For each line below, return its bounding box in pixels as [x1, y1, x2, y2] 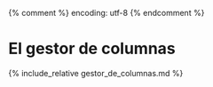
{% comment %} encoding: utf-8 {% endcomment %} [8, 8, 205, 18]
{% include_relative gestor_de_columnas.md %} [8, 67, 184, 78]
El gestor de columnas [8, 39, 177, 59]
